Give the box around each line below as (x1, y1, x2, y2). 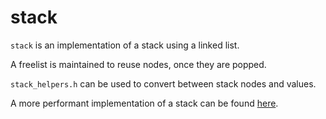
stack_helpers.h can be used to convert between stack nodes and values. (10, 77, 317, 90)
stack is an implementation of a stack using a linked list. (10, 39, 240, 51)
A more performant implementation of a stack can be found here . (10, 97, 279, 109)
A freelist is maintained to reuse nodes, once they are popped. (10, 58, 267, 70)
